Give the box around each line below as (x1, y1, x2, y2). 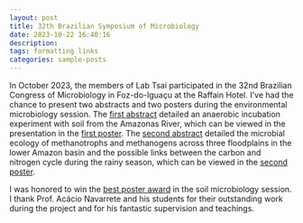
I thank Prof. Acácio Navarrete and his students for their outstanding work (9, 193, 283, 204)
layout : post (9, 13, 59, 23)
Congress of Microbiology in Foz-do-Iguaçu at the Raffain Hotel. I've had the (9, 89, 294, 100)
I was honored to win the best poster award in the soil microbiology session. (9, 184, 292, 194)
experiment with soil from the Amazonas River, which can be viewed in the (9, 118, 286, 129)
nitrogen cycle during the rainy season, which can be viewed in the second (9, 157, 289, 167)
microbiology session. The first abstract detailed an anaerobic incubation (9, 109, 281, 119)
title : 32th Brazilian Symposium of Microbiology (9, 22, 200, 31)
